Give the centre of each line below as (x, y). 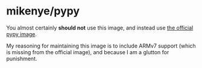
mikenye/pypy (43, 11)
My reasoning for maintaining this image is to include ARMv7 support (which (101, 46)
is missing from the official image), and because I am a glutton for (88, 52)
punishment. (22, 58)
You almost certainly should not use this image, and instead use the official (100, 28)
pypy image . (22, 34)
